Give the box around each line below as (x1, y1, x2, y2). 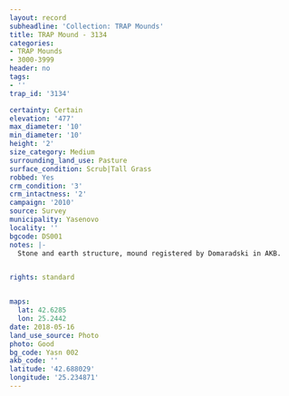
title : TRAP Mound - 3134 (9, 30, 107, 39)
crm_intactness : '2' (9, 189, 88, 199)
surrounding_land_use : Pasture (9, 156, 128, 165)
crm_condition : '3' (9, 181, 83, 190)
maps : (9, 297, 30, 306)
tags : (9, 72, 30, 82)
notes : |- (9, 240, 47, 249)
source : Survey (9, 207, 67, 216)
